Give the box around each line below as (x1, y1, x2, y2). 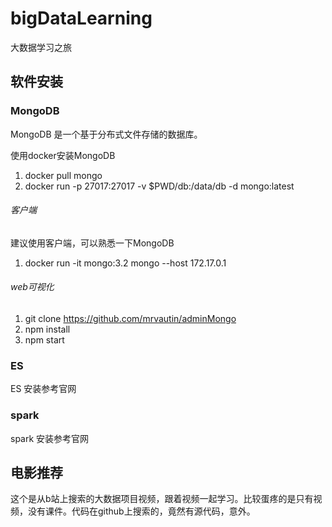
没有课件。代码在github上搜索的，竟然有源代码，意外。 (27, 505, 256, 517)
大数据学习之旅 (10, 41, 72, 53)
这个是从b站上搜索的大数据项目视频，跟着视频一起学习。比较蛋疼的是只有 (10, 493, 314, 505)
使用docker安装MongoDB (10, 149, 116, 161)
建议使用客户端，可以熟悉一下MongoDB (10, 237, 175, 249)
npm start (24, 334, 65, 346)
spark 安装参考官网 (10, 432, 90, 444)
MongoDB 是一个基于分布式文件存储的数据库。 (10, 128, 203, 140)
